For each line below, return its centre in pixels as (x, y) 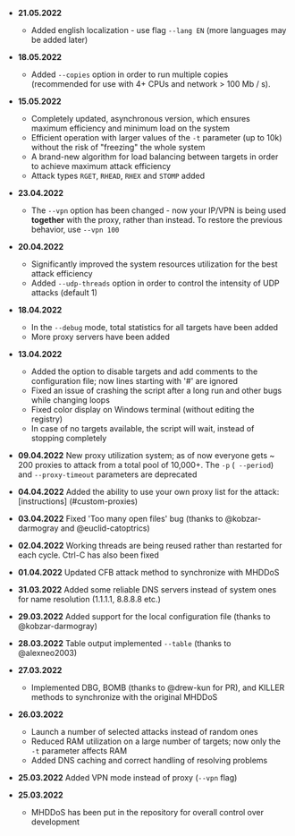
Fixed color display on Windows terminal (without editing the (143, 409)
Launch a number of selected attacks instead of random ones (144, 732)
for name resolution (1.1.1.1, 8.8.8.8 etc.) (89, 599)
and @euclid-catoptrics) (105, 528)
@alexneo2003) (47, 653)
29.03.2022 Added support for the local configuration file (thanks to (144, 616)
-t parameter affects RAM (79, 751)
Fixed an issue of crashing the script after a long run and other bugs (156, 390)
